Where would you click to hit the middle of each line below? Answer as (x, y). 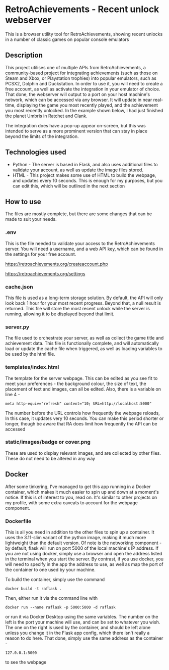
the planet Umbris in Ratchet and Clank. (47, 116)
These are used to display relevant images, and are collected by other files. (83, 453)
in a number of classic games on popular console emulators (67, 39)
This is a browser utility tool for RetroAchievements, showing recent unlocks (84, 34)
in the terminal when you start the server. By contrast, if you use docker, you (84, 559)
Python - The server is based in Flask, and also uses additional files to (85, 164)
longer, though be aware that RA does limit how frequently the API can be (81, 423)
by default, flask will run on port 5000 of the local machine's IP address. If (82, 548)
